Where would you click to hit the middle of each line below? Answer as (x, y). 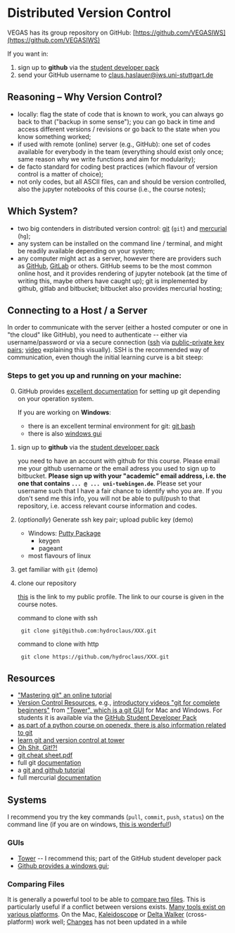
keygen (49, 541)
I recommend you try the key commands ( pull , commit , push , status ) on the (116, 817)
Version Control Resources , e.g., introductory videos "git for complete (119, 703)
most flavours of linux (59, 555)
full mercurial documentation (59, 778)
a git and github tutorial (51, 770)
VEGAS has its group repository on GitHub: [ (71, 32)
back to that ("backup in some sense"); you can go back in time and (116, 121)
